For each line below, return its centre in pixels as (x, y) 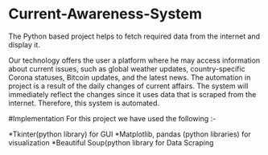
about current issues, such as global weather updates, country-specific (127, 68)
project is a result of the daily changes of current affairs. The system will (128, 86)
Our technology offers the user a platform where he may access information (134, 60)
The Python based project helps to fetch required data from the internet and (134, 36)
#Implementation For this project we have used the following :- (112, 118)
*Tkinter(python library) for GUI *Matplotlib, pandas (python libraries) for (130, 134)
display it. (24, 44)
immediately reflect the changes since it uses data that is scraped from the (132, 94)
